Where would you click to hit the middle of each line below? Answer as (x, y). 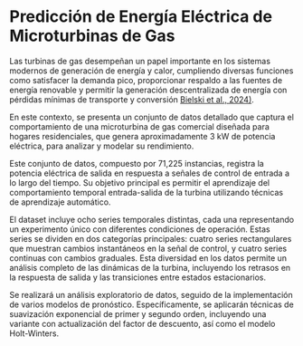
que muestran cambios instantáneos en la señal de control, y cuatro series (148, 248)
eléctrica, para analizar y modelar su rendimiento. (102, 146)
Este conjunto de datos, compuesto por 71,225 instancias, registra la (137, 163)
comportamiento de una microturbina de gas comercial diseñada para (139, 126)
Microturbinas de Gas (92, 36)
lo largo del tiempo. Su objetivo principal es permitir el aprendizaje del (139, 182)
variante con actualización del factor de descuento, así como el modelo (142, 323)
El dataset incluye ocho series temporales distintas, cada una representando (152, 219)
